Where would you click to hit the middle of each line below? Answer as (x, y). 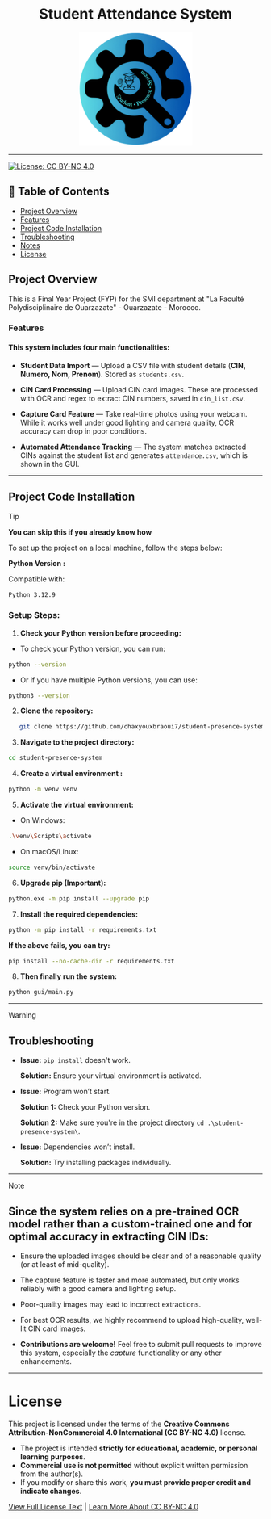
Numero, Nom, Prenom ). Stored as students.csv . (102, 374)
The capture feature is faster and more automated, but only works (129, 1280)
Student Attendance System (135, 14)
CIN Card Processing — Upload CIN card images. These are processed (139, 389)
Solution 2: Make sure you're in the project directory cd (112, 1122)
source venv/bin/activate (52, 867)
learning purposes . (53, 1456)
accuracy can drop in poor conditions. (83, 431)
